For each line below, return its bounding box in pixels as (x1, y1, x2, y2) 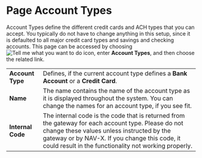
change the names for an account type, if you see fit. (43, 101, 192, 110)
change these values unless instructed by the (43, 126, 171, 134)
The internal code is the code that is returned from (43, 111, 185, 119)
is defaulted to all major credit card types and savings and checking (6, 36, 174, 43)
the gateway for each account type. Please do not (43, 119, 183, 127)
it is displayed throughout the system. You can (43, 94, 173, 103)
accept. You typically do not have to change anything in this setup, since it (6, 30, 191, 37)
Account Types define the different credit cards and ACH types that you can (6, 24, 195, 31)
